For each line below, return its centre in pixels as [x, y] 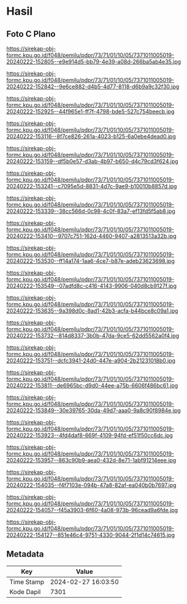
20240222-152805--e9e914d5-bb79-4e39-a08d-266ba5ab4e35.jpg [94, 62]
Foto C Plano [31, 34]
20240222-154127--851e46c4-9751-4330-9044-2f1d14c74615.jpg [91, 535]
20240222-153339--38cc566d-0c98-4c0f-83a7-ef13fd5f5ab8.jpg [91, 211]
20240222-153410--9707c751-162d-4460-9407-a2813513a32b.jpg [91, 236]
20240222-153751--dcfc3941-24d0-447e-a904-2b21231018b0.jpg [91, 361]
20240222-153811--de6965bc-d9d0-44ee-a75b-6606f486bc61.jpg [92, 385]
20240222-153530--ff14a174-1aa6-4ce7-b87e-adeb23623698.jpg [90, 261]
